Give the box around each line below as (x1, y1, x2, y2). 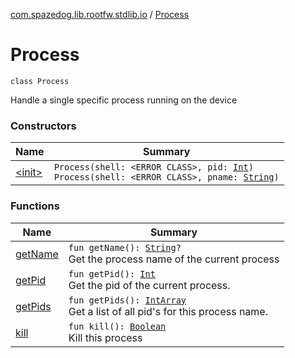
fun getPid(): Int (68, 268, 156, 279)
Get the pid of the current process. (68, 278, 231, 292)
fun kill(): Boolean (68, 320, 167, 332)
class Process (10, 76, 70, 86)
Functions (10, 199, 60, 213)
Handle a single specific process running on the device (10, 94, 238, 106)
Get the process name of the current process (68, 252, 280, 266)
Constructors (10, 119, 77, 133)
